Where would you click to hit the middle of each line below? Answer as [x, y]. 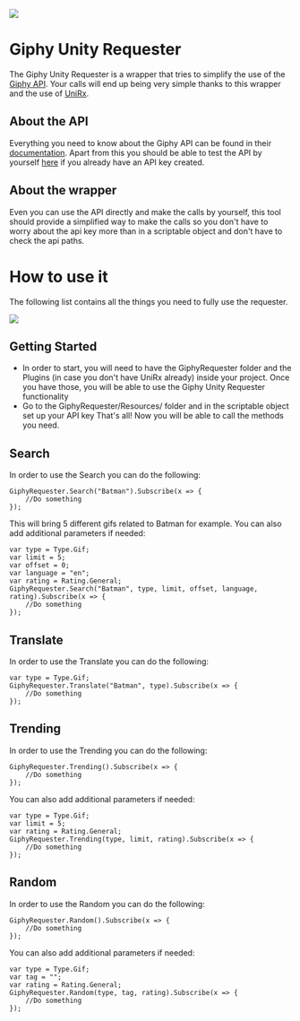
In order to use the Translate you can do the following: [109, 661]
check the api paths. [47, 240]
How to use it [59, 277]
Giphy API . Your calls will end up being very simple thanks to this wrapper [145, 83]
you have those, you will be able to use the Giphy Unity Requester [144, 387]
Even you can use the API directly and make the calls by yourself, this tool [146, 212]
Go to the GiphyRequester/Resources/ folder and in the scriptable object [155, 406]
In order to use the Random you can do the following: [107, 904]
